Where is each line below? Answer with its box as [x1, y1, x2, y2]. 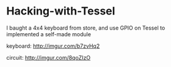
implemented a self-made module [6, 30, 92, 37]
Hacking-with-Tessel [6, 4, 115, 18]
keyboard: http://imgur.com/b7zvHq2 [6, 42, 100, 49]
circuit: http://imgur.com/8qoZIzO [6, 54, 91, 61]
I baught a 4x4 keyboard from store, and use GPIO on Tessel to [6, 24, 166, 31]
